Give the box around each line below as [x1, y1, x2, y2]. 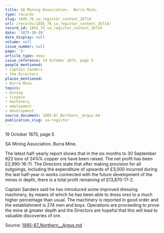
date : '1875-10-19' [5, 30, 45, 35]
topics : [5, 85, 21, 91]
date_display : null [5, 35, 45, 40]
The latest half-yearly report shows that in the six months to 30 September [5, 150, 157, 156]
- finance [5, 94, 26, 99]
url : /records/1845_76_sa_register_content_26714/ [5, 21, 111, 26]
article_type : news [5, 53, 45, 58]
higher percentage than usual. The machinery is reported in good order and [5, 196, 159, 203]
